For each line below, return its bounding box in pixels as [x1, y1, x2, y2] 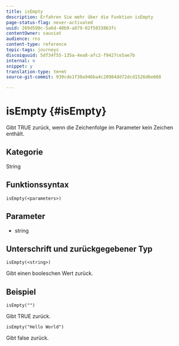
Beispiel [6, 287, 36, 297]
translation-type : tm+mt [6, 69, 67, 75]
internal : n [6, 58, 35, 63]
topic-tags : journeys [6, 47, 59, 53]
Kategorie [6, 147, 43, 157]
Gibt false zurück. [6, 334, 49, 341]
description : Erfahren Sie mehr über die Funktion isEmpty [6, 14, 154, 20]
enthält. [6, 130, 25, 137]
